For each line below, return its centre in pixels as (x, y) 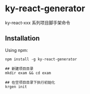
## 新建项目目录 (19, 69)
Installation (22, 38)
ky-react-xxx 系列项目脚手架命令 (38, 23)
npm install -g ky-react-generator (41, 59)
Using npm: (17, 50)
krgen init (16, 87)
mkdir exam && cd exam (28, 73)
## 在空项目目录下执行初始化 (30, 82)
